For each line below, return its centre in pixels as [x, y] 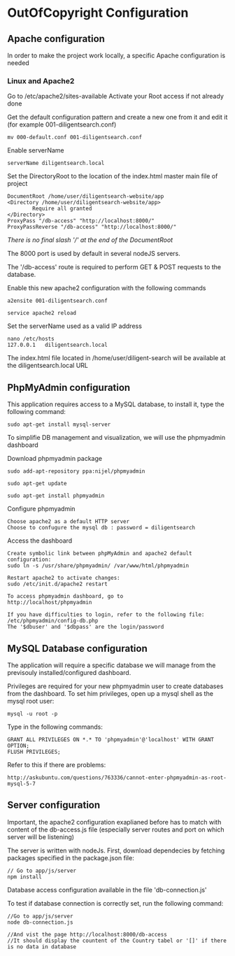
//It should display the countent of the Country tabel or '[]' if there [117, 941]
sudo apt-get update [37, 484]
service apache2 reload [42, 313]
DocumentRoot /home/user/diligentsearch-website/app [86, 197]
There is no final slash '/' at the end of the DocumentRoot [90, 240]
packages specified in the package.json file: [71, 857]
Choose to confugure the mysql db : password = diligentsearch [101, 528]
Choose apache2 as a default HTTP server [69, 522]
